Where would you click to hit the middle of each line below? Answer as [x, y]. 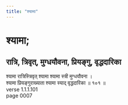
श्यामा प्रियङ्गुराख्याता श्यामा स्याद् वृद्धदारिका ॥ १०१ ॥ [56, 83]
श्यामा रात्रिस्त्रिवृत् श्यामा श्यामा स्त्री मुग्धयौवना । [49, 76]
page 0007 [19, 95]
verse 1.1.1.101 [22, 89]
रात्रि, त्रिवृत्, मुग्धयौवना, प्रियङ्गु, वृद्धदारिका [64, 62]
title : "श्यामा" [22, 11]
